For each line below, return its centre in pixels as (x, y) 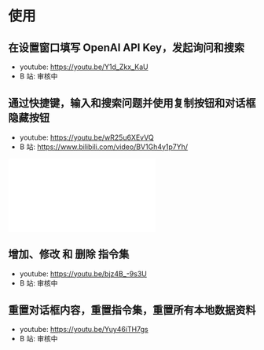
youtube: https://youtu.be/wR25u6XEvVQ (87, 137)
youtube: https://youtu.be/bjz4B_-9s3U (83, 273)
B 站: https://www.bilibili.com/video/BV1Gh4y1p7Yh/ (104, 147)
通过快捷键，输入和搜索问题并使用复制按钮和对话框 (132, 103)
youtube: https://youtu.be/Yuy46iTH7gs (84, 330)
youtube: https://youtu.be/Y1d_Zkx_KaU (84, 67)
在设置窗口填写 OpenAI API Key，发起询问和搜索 (126, 47)
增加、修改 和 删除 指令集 (69, 255)
